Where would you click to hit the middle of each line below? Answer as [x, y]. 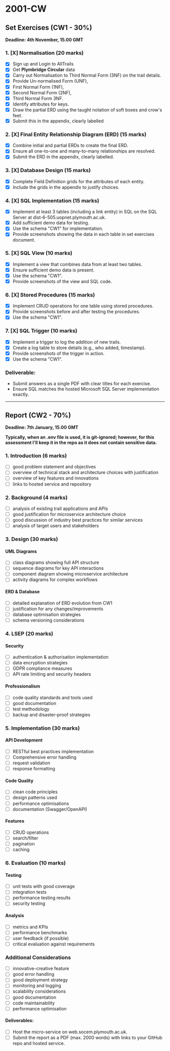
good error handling [33, 974]
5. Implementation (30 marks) [42, 728]
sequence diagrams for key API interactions [58, 568]
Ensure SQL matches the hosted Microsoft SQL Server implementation [86, 389]
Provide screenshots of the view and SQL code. [62, 281]
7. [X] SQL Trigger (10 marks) [41, 331]
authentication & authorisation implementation [60, 657]
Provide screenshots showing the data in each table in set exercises [83, 234]
